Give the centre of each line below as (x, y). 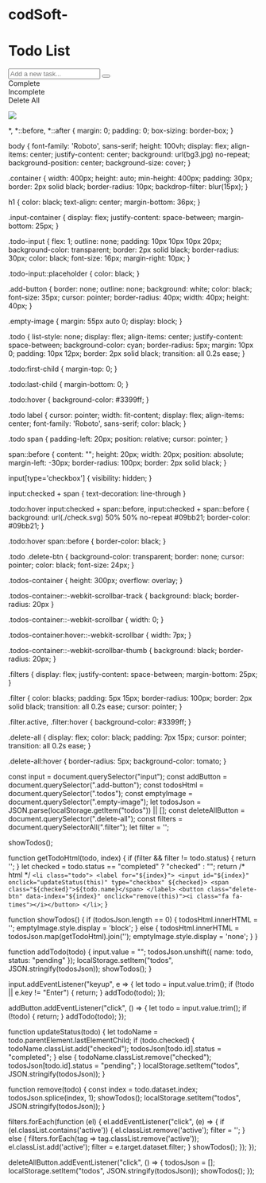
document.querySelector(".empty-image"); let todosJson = (105, 802)
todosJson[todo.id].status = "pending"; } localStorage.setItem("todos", (124, 1065)
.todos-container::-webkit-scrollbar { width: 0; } (86, 620)
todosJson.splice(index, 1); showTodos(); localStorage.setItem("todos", (124, 1098)
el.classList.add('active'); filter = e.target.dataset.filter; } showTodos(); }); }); (132, 1147)
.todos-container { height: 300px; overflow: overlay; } (96, 581)
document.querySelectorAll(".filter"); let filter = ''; (89, 827)
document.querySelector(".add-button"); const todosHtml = (106, 785)
